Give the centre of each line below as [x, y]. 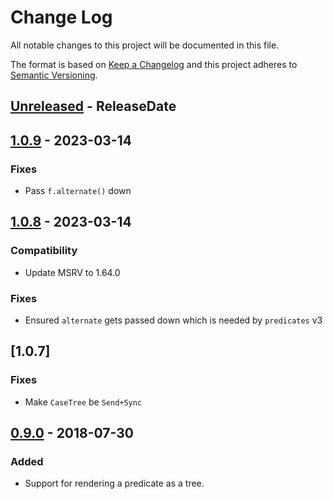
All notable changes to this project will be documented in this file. [145, 45]
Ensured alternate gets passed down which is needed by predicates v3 [173, 320]
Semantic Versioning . [54, 75]
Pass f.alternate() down [78, 191]
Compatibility [44, 251]
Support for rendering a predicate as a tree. [114, 483]
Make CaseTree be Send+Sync [83, 402]
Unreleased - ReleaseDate [93, 106]
